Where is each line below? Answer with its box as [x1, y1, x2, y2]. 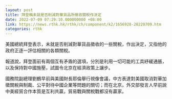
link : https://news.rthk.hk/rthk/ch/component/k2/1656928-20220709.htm [5, 21, 161, 27]
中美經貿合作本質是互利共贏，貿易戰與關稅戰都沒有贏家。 [5, 88, 126, 94]
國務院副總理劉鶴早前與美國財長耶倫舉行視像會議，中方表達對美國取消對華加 [5, 76, 167, 82]
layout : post [5, 7, 33, 13]
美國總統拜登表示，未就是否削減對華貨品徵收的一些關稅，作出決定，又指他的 [5, 41, 167, 47]
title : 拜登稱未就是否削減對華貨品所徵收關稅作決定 [5, 12, 101, 17]
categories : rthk [5, 27, 42, 32]
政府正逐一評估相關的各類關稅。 [5, 47, 73, 54]
